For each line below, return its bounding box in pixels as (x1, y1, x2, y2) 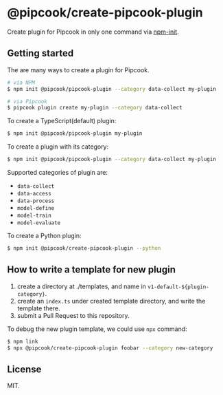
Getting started (7, 47, 74, 59)
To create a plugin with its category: (7, 142, 109, 151)
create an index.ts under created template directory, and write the (16, 297, 206, 305)
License (7, 363, 42, 375)
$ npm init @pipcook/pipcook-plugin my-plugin (7, 130, 143, 137)
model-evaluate (16, 220, 61, 226)
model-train (16, 212, 51, 219)
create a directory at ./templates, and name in (16, 282, 146, 290)
